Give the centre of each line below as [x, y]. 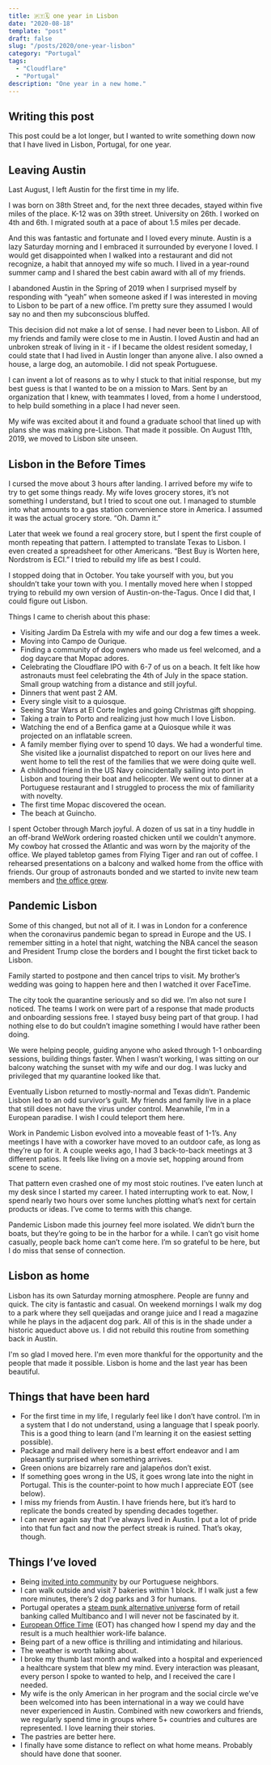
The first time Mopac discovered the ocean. [93, 804]
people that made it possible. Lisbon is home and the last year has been [128, 1362]
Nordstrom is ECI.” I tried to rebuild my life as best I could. [105, 559]
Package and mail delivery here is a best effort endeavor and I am [130, 1451]
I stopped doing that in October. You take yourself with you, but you [121, 575]
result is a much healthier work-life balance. [93, 1634]
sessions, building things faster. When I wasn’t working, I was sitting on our [133, 1059]
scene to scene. [35, 1167]
